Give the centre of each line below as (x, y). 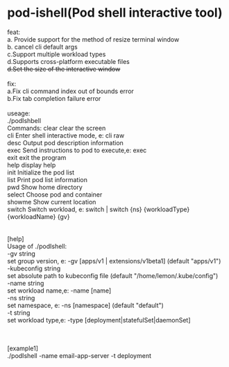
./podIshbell (24, 120)
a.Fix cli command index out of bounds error (70, 91)
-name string (26, 283)
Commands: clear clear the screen (57, 128)
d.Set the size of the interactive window (64, 69)
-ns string (21, 297)
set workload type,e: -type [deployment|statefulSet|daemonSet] (99, 320)
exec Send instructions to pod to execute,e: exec (77, 150)
